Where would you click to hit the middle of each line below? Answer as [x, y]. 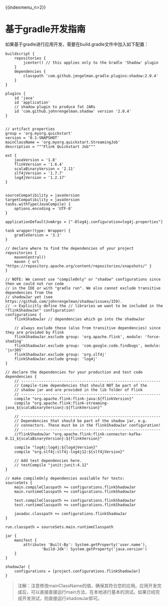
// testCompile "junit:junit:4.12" [52, 465]
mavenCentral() [30, 257]
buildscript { [20, 54]
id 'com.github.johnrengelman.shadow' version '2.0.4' [73, 111]
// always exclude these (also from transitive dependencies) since [88, 328]
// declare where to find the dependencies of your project [70, 248]
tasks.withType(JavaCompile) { [38, 204]
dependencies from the [29, 293]
